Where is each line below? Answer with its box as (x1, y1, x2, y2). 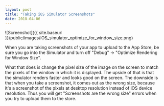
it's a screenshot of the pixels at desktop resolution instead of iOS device (5, 85, 153, 91)
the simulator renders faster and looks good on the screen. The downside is (5, 75, 158, 81)
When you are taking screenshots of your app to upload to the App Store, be (5, 45, 159, 51)
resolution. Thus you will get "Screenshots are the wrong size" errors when (5, 90, 157, 96)
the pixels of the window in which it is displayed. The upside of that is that (5, 70, 154, 76)
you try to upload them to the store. (5, 96, 77, 102)
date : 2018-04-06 (5, 16, 41, 21)
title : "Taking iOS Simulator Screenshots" (5, 12, 95, 17)
